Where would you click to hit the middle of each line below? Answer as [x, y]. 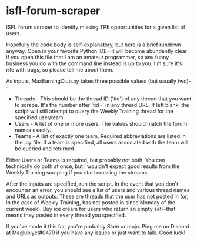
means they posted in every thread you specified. [66, 215]
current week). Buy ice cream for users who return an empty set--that [91, 209]
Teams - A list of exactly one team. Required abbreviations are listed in [100, 136]
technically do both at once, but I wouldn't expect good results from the [93, 166]
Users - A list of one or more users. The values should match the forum [101, 123]
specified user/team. [40, 117]
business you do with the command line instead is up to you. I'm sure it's [94, 63]
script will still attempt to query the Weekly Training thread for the [94, 111]
